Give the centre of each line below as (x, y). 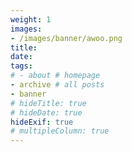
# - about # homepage (55, 76)
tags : (21, 66)
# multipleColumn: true (60, 131)
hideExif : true (42, 122)
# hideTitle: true (48, 103)
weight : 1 (31, 19)
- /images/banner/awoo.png (66, 38)
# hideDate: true (46, 112)
